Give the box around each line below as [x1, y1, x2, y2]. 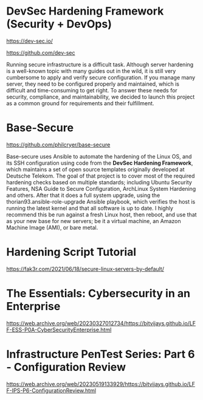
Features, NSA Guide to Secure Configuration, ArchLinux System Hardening [6, 185, 196, 192]
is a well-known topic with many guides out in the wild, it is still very [6, 67, 176, 74]
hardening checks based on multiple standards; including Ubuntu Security [6, 178, 193, 186]
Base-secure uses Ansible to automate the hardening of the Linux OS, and [6, 153, 192, 160]
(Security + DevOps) [6, 17, 112, 31]
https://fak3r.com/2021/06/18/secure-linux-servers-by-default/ [6, 265, 164, 272]
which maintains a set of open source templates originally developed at [6, 165, 185, 173]
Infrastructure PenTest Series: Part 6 [6, 347, 195, 361]
